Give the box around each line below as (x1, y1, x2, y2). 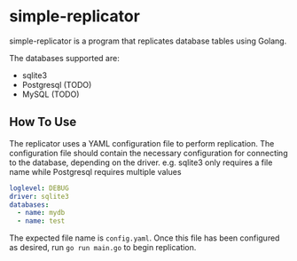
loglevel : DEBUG (9, 184, 69, 193)
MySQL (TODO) (21, 89, 80, 99)
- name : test (17, 217, 66, 225)
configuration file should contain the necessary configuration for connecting (9, 147, 288, 158)
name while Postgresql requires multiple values (9, 166, 182, 177)
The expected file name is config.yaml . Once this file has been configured (9, 233, 280, 243)
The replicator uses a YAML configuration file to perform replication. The (9, 138, 275, 148)
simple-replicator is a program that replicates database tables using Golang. (9, 36, 287, 46)
